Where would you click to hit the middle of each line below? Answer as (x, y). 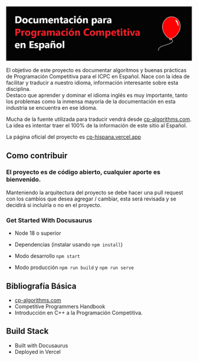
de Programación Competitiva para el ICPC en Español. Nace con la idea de (98, 77)
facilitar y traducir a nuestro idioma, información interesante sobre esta (92, 83)
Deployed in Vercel (37, 352)
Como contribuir (37, 155)
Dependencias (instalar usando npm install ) (69, 245)
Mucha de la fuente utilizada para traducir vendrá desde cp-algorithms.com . (99, 119)
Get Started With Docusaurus (49, 220)
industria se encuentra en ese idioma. (52, 108)
